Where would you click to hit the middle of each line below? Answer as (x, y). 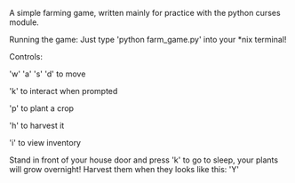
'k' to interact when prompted (64, 91)
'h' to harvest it (37, 125)
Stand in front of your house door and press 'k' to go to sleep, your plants (144, 160)
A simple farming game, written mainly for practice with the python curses (145, 13)
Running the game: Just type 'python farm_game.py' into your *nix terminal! (148, 40)
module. (24, 22)
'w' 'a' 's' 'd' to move (48, 74)
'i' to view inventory (45, 143)
